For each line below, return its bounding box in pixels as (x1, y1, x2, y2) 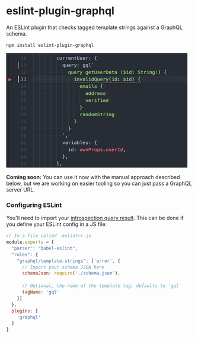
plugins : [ (11, 308, 39, 314)
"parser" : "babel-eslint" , (11, 245, 78, 251)
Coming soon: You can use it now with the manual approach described (6, 173, 180, 180)
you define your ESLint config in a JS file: (6, 221, 107, 228)
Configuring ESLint (6, 200, 62, 209)
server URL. (6, 186, 36, 193)
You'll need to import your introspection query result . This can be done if (6, 215, 184, 222)
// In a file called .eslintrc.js (6, 233, 92, 239)
